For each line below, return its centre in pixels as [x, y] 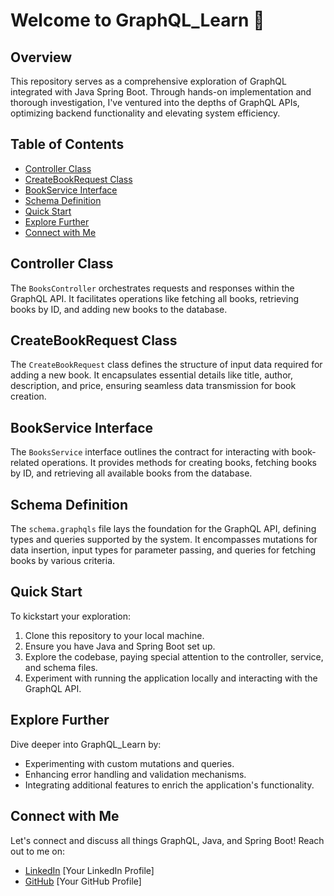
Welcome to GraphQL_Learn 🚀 [137, 20]
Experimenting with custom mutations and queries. [129, 763]
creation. [28, 396]
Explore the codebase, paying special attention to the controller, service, [174, 656]
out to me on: [38, 851]
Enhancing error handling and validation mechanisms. [135, 774]
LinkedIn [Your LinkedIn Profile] [89, 870]
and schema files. [61, 667]
